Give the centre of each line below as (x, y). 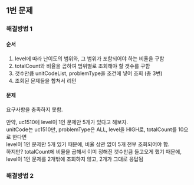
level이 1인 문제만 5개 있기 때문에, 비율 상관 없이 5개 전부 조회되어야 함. (88, 144)
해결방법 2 (20, 176)
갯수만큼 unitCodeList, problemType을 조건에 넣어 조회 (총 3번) (88, 73)
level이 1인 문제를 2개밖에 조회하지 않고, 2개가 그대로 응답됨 (75, 159)
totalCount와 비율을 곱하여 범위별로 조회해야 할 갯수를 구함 (82, 66)
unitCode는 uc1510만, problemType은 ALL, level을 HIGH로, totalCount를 (91, 129)
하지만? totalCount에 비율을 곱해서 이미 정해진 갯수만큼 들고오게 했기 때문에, (94, 151)
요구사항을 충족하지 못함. (34, 109)
